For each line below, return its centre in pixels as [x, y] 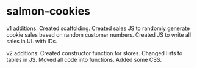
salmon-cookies [48, 11]
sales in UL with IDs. [32, 41]
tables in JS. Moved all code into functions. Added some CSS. [84, 59]
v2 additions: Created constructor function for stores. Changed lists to [95, 53]
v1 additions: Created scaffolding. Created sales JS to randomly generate [98, 28]
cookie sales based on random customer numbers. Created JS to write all [99, 34]
